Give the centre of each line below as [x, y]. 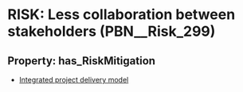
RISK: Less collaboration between [121, 15]
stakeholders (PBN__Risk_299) [112, 31]
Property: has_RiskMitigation [82, 61]
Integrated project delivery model [74, 80]
